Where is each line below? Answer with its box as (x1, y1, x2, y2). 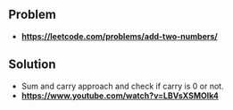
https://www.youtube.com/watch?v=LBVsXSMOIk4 (21, 89, 220, 101)
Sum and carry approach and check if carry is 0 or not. (21, 80, 224, 91)
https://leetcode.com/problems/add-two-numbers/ (21, 30, 218, 41)
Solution (8, 57, 56, 72)
